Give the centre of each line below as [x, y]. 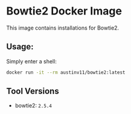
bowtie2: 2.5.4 [34, 106]
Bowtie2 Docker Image [64, 11]
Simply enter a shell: [32, 61]
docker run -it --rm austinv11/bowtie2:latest [66, 72]
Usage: [20, 47]
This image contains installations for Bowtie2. [63, 28]
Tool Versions [33, 91]
